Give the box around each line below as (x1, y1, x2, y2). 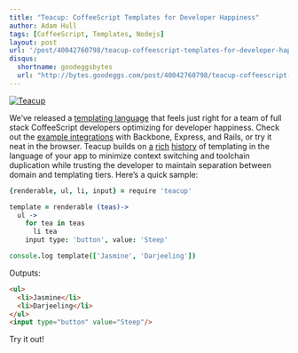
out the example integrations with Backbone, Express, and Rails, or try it (9, 131, 272, 142)
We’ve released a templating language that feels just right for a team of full (9, 112, 282, 123)
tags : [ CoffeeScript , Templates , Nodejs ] (9, 29, 165, 38)
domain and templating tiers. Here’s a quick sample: (9, 169, 199, 180)
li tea (32, 228, 58, 237)
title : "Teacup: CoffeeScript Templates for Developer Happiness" (9, 12, 260, 22)
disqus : (9, 54, 38, 63)
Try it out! (9, 334, 44, 345)
